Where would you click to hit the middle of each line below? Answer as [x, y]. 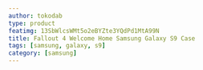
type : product [32, 23]
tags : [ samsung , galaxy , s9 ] [57, 46]
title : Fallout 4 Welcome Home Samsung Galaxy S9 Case [102, 38]
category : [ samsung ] [43, 53]
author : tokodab [35, 16]
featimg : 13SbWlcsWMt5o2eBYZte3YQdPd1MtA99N [84, 31]
